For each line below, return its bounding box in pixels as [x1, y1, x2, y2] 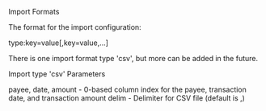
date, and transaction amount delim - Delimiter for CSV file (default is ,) [8, 93, 245, 103]
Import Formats [8, 7, 60, 16]
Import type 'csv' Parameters [8, 69, 106, 79]
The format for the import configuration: [8, 23, 141, 31]
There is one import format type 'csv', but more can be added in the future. [8, 54, 259, 63]
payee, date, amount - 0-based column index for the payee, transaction [8, 84, 247, 94]
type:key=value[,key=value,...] [8, 38, 109, 47]
